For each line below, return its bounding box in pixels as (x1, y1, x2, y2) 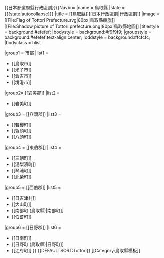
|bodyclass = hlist (4, 40, 41, 45)
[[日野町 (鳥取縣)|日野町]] (11, 241, 64, 247)
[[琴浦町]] (11, 168, 32, 173)
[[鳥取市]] (11, 61, 32, 66)
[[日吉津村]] (11, 195, 36, 201)
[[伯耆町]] (11, 214, 32, 220)
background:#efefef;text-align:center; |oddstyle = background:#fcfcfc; (4, 34, 150, 40)
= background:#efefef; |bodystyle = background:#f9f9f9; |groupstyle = (4, 29, 152, 35)
